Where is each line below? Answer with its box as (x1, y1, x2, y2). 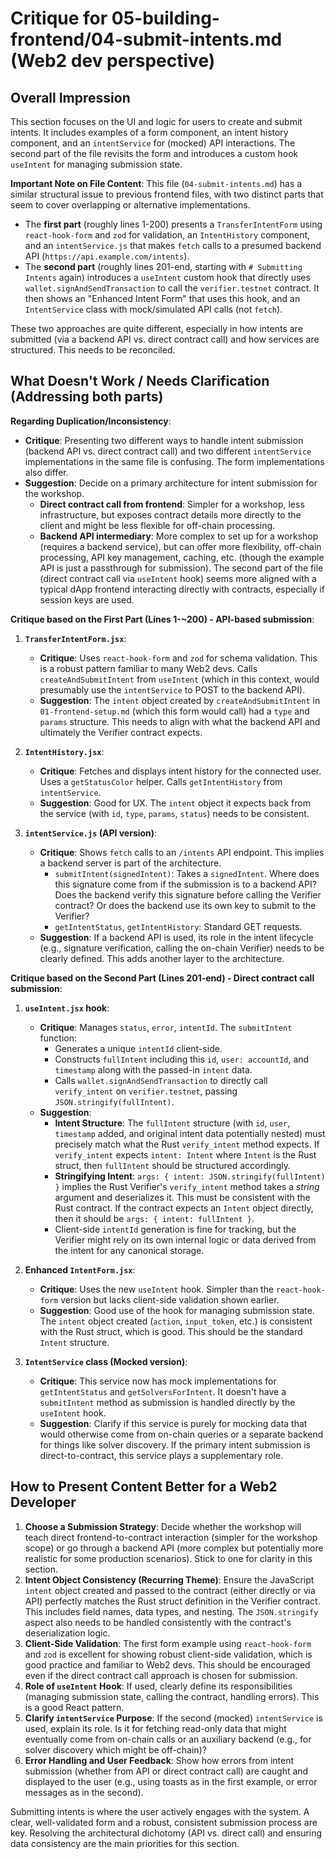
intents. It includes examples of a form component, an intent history (10, 127, 289, 138)
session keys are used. (39, 593, 135, 606)
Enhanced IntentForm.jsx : (24, 1263, 136, 1276)
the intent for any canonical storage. (54, 1244, 205, 1256)
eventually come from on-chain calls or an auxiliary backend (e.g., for (24, 1733, 312, 1745)
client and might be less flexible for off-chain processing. (39, 519, 276, 531)
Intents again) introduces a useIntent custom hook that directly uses (24, 272, 311, 283)
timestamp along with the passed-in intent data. (54, 1063, 253, 1076)
